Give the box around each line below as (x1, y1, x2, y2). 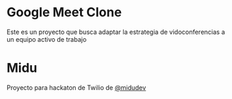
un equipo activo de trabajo (6, 35, 87, 43)
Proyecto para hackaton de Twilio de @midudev (6, 83, 146, 92)
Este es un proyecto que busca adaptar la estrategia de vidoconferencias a (6, 28, 226, 36)
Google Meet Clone (6, 4, 122, 21)
